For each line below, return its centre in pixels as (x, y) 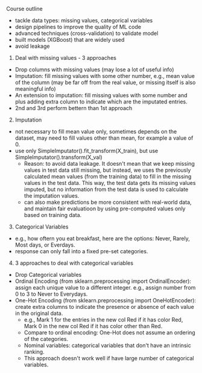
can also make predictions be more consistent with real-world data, (108, 202)
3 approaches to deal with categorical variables (74, 263)
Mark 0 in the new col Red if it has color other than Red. (93, 326)
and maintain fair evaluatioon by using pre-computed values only (105, 209)
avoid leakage (32, 46)
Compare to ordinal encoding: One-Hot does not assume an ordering (110, 332)
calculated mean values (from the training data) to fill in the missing (108, 177)
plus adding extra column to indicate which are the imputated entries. (101, 102)
